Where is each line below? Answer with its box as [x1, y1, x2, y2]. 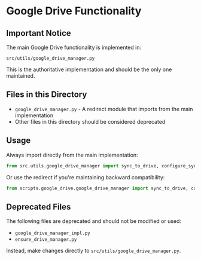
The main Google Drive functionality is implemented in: [6, 44, 142, 51]
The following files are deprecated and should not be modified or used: [6, 218, 181, 225]
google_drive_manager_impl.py [14, 230, 91, 237]
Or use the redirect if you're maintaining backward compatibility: [6, 173, 165, 181]
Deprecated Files [6, 201, 71, 212]
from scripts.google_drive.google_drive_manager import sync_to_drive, [6, 185, 188, 191]
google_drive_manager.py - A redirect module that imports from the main [14, 105, 193, 112]
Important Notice [6, 28, 71, 38]
